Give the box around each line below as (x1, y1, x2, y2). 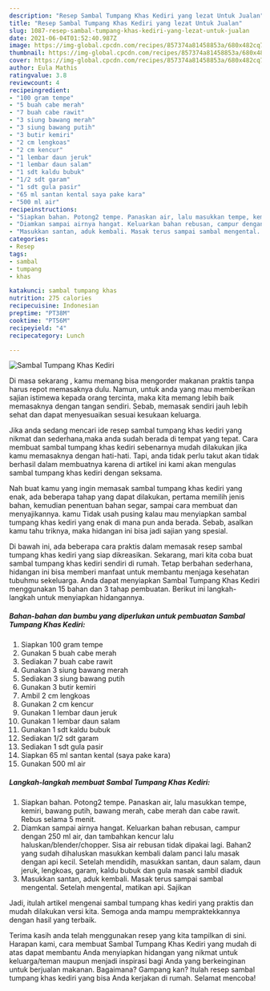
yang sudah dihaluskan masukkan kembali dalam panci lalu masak (20, 848, 240, 858)
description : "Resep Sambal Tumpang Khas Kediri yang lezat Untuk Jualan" (9, 11, 264, 20)
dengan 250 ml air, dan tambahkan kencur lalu (20, 832, 175, 841)
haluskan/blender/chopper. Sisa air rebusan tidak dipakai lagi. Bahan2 (20, 840, 252, 850)
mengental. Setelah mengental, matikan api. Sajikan (20, 883, 191, 892)
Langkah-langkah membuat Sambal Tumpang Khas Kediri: (9, 777, 211, 787)
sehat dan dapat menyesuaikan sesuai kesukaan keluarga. (9, 410, 202, 420)
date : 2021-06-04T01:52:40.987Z (9, 34, 117, 42)
